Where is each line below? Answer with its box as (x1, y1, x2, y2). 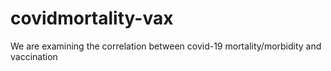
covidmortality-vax (10, 7, 174, 30)
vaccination (10, 50, 58, 62)
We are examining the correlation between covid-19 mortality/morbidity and (10, 40, 322, 52)
